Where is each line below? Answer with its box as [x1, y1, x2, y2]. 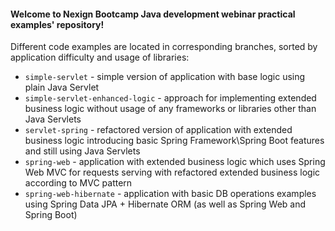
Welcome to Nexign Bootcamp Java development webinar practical [10, 8, 296, 20]
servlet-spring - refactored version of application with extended [24, 124, 293, 136]
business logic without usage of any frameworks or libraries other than [24, 103, 317, 115]
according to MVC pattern [24, 177, 133, 189]
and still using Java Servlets [24, 145, 141, 157]
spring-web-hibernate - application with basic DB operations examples [24, 188, 317, 200]
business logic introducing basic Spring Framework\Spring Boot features [24, 135, 325, 147]
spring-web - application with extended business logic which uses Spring [24, 156, 326, 168]
